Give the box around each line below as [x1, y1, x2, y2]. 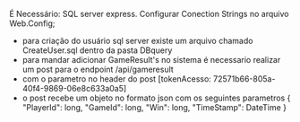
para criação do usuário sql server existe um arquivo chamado [21, 36, 253, 46]
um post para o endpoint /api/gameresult [21, 64, 175, 74]
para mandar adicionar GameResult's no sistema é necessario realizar [21, 55, 281, 65]
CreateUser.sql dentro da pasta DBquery [21, 45, 173, 56]
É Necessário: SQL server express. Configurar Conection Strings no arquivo [9, 9, 289, 19]
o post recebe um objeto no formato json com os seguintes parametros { [21, 92, 291, 103]
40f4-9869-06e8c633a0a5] [21, 83, 127, 93]
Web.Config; [9, 18, 56, 29]
